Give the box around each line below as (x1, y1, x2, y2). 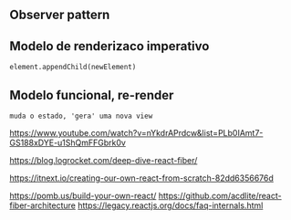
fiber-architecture (9, 200, 76, 211)
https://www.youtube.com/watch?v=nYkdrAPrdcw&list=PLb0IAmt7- (9, 128, 264, 139)
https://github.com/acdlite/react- (158, 191, 282, 202)
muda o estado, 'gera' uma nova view (9, 111, 153, 121)
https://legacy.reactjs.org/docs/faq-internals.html (77, 200, 264, 211)
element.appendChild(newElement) (9, 63, 137, 72)
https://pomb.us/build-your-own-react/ (9, 191, 157, 202)
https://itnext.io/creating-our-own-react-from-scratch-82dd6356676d (9, 173, 274, 183)
